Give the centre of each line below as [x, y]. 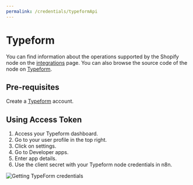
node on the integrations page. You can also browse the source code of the [97, 62]
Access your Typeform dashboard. [56, 134]
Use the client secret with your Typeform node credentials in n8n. [93, 165]
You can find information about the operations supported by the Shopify [92, 57]
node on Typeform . [29, 69]
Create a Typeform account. [40, 101]
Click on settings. [35, 146]
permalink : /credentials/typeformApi [52, 11]
